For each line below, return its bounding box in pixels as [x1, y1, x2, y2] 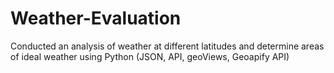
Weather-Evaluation [10, 7, 182, 30]
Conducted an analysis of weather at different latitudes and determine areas [10, 40, 325, 52]
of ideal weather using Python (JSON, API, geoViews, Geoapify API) [10, 50, 290, 62]
